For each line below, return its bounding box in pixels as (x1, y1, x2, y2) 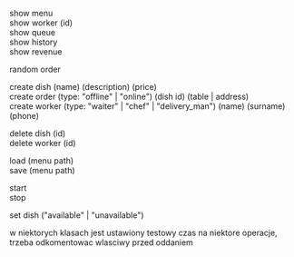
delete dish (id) (9, 128, 66, 139)
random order (9, 64, 62, 74)
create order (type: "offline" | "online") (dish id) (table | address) (9, 91, 250, 102)
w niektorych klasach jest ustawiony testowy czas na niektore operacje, (9, 227, 279, 238)
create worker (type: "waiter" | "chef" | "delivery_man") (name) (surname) (9, 101, 286, 112)
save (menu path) (9, 165, 75, 175)
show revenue (9, 46, 63, 57)
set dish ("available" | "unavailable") (9, 210, 144, 221)
